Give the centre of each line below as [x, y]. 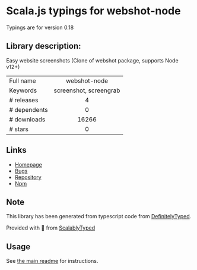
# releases [24, 100]
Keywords [23, 90]
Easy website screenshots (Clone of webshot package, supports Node [93, 60]
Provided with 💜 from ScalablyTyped [51, 228]
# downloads [27, 119]
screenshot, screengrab [87, 90]
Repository [28, 177]
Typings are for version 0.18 [40, 27]
